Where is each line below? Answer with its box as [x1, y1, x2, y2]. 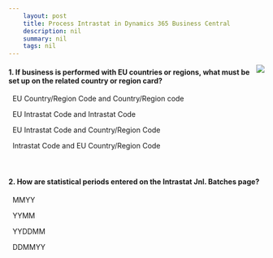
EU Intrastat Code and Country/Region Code [11, 125, 161, 135]
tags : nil [23, 42, 57, 50]
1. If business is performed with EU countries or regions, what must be [8, 67, 250, 77]
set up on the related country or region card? [8, 75, 162, 85]
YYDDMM [11, 226, 46, 236]
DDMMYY [11, 242, 46, 252]
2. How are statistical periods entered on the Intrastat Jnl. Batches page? [8, 176, 260, 187]
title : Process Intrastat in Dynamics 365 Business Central [23, 19, 231, 28]
